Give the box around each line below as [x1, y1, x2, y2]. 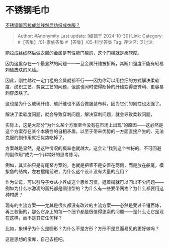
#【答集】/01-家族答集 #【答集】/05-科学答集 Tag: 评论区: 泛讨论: [17, 39, 154, 45]
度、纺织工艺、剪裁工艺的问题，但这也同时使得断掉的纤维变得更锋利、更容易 [5, 83, 164, 89]
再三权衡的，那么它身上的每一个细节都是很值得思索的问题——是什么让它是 [5, 208, 159, 214]
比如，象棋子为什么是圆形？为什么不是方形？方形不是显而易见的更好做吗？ [5, 225, 159, 231]
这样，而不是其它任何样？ [9, 214, 63, 221]
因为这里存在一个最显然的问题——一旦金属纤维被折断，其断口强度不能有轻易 [5, 60, 164, 66]
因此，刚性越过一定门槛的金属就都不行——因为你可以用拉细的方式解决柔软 [5, 77, 159, 83]
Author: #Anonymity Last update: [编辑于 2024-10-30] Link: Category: [17, 33, 163, 39]
